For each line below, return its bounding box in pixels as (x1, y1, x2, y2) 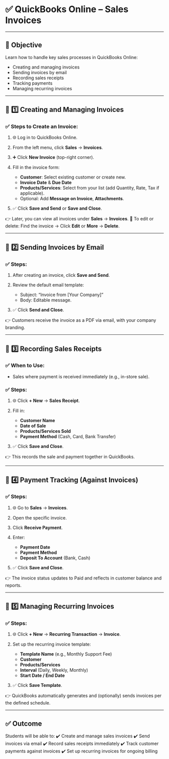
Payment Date (20, 544, 50, 550)
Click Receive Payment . (12, 524, 63, 531)
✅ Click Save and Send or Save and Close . (12, 205, 102, 211)
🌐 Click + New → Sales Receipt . (12, 397, 80, 404)
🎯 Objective (5, 41, 42, 49)
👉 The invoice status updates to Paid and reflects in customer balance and (5, 575, 162, 581)
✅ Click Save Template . (12, 682, 62, 688)
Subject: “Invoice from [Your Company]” (20, 291, 104, 298)
